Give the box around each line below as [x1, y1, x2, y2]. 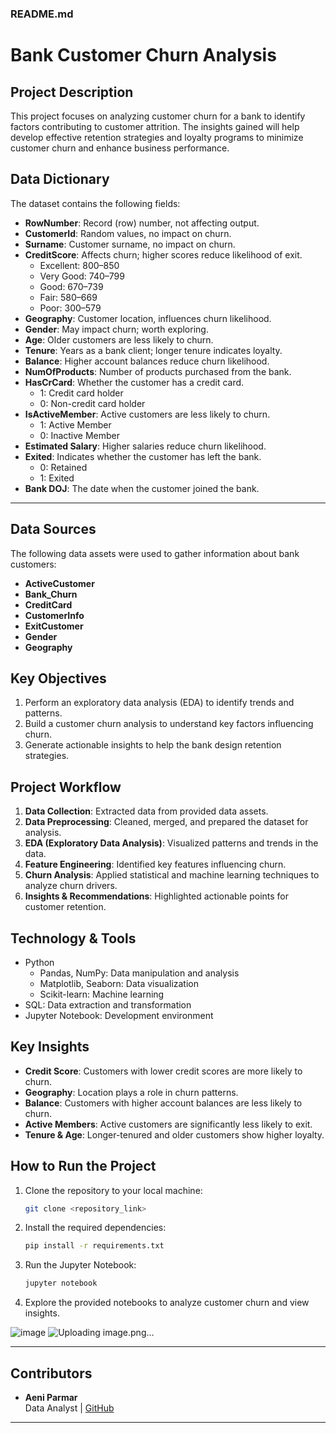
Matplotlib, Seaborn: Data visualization [39, 977, 199, 989]
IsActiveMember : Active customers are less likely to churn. [24, 408, 271, 420]
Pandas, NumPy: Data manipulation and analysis [39, 967, 240, 979]
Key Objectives [10, 670, 107, 687]
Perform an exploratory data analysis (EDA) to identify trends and [24, 697, 295, 709]
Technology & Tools [10, 930, 137, 947]
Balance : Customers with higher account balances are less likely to [24, 1097, 303, 1109]
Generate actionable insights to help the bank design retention [24, 739, 282, 751]
